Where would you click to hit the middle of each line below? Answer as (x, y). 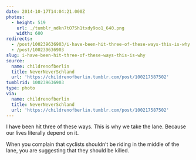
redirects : (19, 39)
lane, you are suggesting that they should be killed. (68, 151)
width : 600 (30, 34)
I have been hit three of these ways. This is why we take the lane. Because (96, 126)
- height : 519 (28, 22)
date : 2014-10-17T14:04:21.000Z (45, 11)
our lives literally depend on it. (43, 133)
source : (16, 61)
